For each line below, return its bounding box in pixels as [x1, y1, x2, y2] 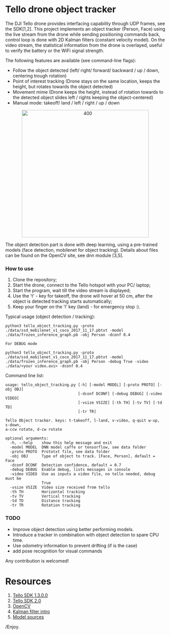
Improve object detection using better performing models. [12, 526, 134, 532]
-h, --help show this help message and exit [10, 440, 113, 445]
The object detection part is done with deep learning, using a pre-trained [5, 241, 158, 248]
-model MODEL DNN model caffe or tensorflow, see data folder [10, 445, 146, 450]
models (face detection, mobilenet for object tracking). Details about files [5, 247, 158, 253]
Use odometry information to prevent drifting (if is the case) [12, 542, 138, 548]
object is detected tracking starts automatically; [12, 298, 113, 304]
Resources [5, 575, 52, 587]
